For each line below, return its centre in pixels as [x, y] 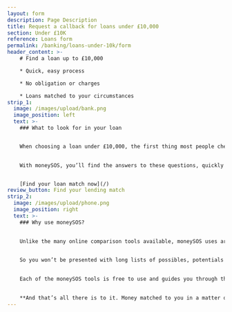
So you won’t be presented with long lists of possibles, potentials [122, 260]
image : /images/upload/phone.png [61, 203]
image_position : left [45, 115]
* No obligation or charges [60, 84]
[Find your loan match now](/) [65, 184]
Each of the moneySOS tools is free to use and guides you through [118, 279]
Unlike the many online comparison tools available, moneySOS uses [118, 241]
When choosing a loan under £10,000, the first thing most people [117, 146]
